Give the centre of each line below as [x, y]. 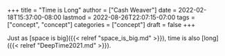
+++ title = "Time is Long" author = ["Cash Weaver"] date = [92, 10]
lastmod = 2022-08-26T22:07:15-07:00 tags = [129, 17]
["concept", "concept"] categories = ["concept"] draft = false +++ [101, 25]
